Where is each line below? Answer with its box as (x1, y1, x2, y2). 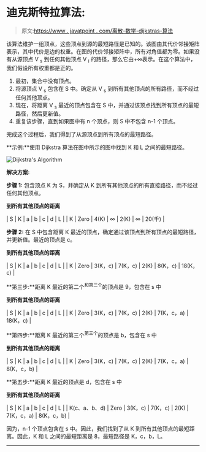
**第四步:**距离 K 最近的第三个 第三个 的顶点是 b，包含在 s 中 (6, 330, 158, 339)
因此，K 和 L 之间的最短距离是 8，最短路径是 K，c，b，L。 (17, 432, 166, 440)
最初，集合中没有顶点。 (15, 77, 75, 85)
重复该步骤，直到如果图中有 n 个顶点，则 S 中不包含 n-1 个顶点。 (15, 118, 179, 125)
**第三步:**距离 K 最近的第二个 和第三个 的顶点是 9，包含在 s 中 (6, 282, 161, 290)
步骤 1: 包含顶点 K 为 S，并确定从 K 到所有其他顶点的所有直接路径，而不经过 (6, 182, 198, 189)
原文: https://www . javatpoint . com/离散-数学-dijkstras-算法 (21, 27, 174, 34)
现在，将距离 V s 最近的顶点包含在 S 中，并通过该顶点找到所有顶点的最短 (15, 101, 199, 110)
